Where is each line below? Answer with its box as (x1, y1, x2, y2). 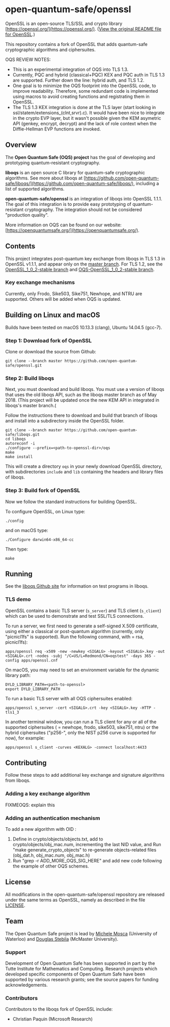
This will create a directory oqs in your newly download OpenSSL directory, (5, 463, 162, 469)
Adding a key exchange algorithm (5, 790, 90, 797)
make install (5, 455, 33, 460)
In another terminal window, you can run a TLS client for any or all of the (5, 719, 157, 725)
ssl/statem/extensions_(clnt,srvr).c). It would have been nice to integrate (12, 110, 165, 116)
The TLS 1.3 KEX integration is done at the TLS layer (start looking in (12, 104, 156, 110)
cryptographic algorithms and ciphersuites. (5, 46, 96, 52)
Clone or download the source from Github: (5, 348, 97, 355)
